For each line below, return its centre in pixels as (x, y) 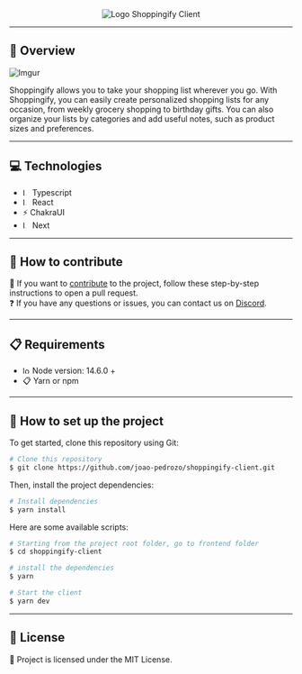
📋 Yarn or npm (50, 381)
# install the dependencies (62, 568)
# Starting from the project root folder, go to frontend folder (134, 543)
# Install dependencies (54, 501)
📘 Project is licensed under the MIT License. (91, 659)
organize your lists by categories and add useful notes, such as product (142, 118)
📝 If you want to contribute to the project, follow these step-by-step (134, 284)
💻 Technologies (56, 166)
